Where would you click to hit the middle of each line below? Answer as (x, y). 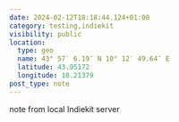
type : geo (35, 51)
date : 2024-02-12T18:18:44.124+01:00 (80, 17)
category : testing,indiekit (62, 26)
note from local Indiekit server (64, 109)
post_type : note (39, 84)
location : (28, 42)
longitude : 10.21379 (55, 76)
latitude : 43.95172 (54, 68)
